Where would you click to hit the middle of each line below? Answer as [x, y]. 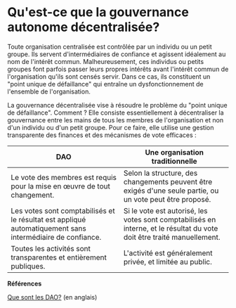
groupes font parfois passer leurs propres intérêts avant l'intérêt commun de [118, 69]
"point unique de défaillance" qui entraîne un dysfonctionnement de [105, 84]
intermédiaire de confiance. [56, 237]
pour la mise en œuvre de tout [60, 186]
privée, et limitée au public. [168, 262]
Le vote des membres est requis [64, 177]
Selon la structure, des [160, 173]
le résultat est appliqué [48, 219]
